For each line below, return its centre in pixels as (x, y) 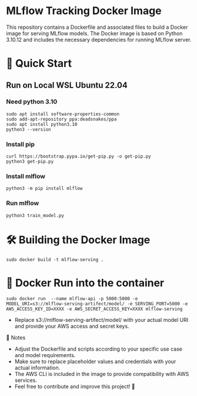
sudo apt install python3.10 (42, 124)
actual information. (37, 367)
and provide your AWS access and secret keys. (72, 326)
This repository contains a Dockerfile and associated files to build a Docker (97, 27)
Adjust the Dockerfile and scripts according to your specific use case (98, 349)
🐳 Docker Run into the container (85, 283)
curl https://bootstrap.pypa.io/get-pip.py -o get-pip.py (79, 157)
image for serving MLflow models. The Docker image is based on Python (94, 33)
